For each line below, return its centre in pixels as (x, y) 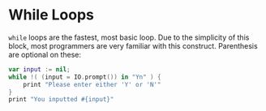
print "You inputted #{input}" (61, 100)
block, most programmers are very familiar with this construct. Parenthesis (133, 45)
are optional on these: (45, 54)
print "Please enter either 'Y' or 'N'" (92, 84)
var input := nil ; (39, 69)
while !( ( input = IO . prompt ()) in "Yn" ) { (85, 77)
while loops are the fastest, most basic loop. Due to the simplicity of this (129, 37)
